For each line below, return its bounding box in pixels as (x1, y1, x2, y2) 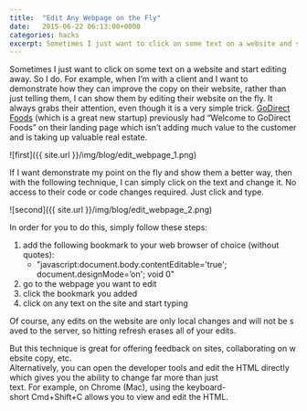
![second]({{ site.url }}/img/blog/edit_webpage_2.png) (9, 205, 213, 216)
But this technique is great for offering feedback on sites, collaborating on (9, 343, 288, 354)
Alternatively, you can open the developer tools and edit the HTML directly (9, 363, 290, 374)
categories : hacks (9, 30, 79, 39)
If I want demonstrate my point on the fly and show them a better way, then (9, 167, 292, 178)
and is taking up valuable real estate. (9, 132, 148, 142)
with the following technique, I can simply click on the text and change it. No (9, 177, 297, 188)
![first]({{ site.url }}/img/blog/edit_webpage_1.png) (9, 150, 197, 161)
